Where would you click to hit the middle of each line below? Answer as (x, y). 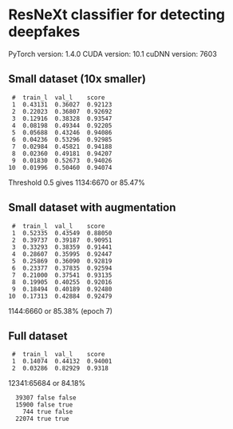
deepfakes (44, 32)
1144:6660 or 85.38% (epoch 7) (61, 311)
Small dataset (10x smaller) (77, 79)
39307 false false (46, 398)
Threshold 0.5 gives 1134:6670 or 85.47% (77, 182)
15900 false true (44, 405)
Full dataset (38, 336)
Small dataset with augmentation (92, 208)
